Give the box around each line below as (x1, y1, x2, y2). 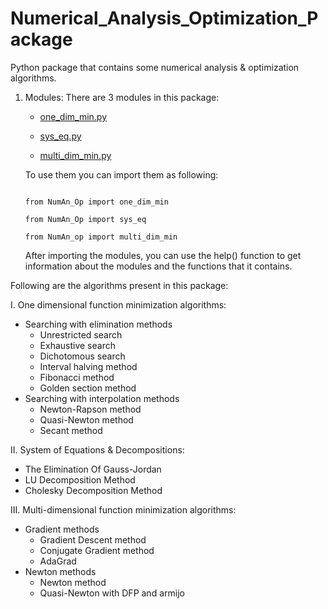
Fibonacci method (39, 371, 115, 383)
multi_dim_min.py (39, 149, 112, 161)
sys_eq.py (39, 130, 82, 142)
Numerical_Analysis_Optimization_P (10, 7, 319, 30)
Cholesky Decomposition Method (24, 484, 163, 496)
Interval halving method (39, 360, 138, 372)
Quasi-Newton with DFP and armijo (39, 587, 185, 599)
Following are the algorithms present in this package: (10, 279, 229, 291)
